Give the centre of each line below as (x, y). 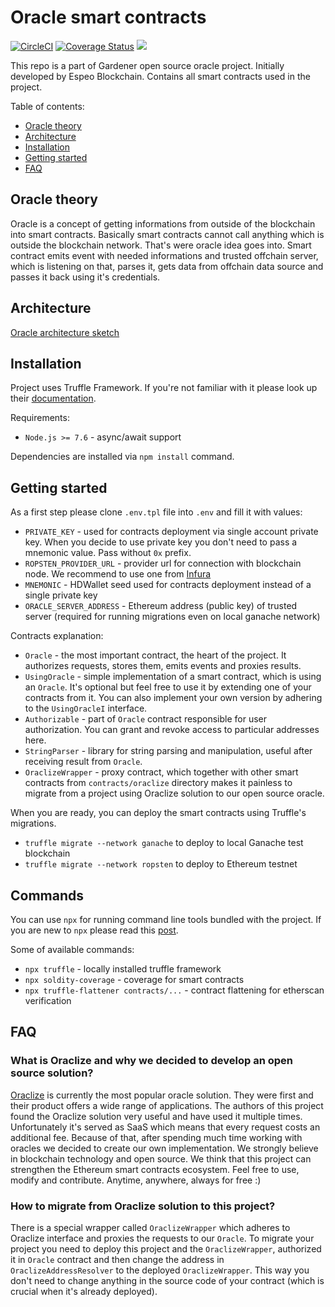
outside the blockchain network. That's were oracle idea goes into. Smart (161, 245)
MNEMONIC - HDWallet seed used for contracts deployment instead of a (168, 585)
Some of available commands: (72, 949)
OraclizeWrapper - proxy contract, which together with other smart (161, 772)
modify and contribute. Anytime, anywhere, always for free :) (136, 1180)
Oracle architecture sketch (65, 332)
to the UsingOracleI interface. (86, 708)
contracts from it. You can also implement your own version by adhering (173, 698)
